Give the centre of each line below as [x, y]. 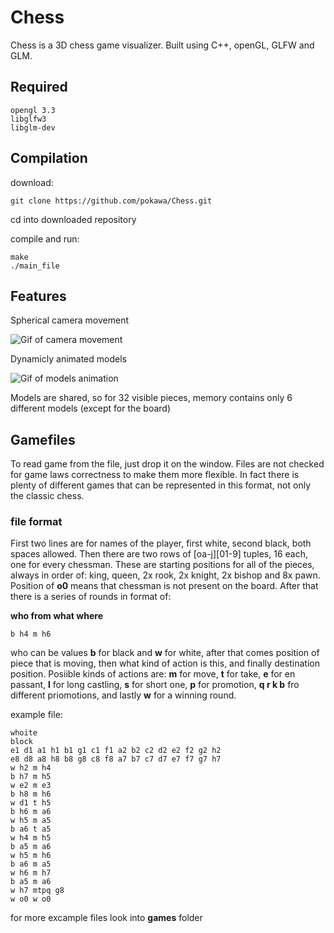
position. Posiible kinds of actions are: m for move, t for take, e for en [153, 674]
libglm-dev [33, 127]
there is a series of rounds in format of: [91, 597]
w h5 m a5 [31, 821]
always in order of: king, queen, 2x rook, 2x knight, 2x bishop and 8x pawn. [165, 575]
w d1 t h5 [31, 803]
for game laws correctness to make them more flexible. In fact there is [155, 475]
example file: [36, 715]
